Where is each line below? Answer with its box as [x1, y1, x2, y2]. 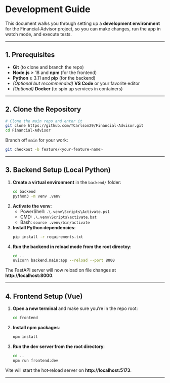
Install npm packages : [12, 324, 60, 330]
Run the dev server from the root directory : [12, 343, 105, 350]
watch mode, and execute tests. [5, 31, 72, 37]
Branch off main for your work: [5, 137, 68, 143]
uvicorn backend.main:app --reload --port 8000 [12, 258, 115, 263]
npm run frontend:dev [12, 358, 58, 363]
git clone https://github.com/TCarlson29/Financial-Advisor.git [5, 123, 144, 128]
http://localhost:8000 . [5, 272, 54, 278]
